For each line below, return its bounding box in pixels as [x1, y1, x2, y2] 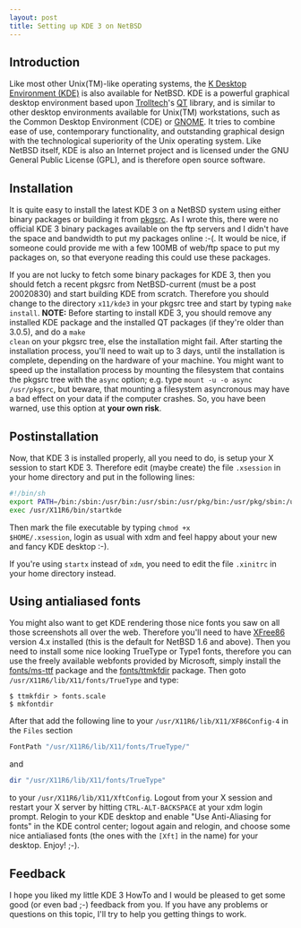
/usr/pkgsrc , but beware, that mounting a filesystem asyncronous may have [9, 384, 290, 395]
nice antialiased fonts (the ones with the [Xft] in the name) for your [9, 830, 259, 841]
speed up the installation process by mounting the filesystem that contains [9, 365, 285, 376]
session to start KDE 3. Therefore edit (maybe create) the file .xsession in [9, 462, 281, 473]
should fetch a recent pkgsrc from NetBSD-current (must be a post [9, 279, 257, 290]
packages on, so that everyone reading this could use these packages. [9, 252, 271, 263]
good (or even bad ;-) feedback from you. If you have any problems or [9, 898, 269, 910]
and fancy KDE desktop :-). [9, 541, 109, 551]
